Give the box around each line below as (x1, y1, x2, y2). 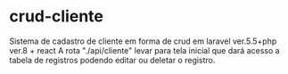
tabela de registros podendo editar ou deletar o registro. (9, 54, 216, 65)
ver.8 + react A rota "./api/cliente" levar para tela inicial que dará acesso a (9, 45, 280, 55)
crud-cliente (9, 6, 104, 27)
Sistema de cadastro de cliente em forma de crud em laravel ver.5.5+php (9, 36, 277, 46)
